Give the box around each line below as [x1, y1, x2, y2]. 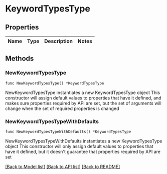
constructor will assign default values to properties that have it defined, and [5, 94, 161, 100]
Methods [5, 54, 34, 63]
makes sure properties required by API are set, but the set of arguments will [5, 100, 161, 106]
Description [44, 38, 73, 44]
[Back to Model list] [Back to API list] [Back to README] [5, 163, 120, 169]
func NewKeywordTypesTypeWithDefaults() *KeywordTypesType [5, 129, 131, 134]
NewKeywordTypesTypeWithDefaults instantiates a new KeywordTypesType [5, 138, 162, 144]
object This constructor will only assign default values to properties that [5, 143, 154, 149]
